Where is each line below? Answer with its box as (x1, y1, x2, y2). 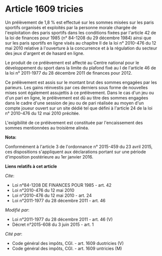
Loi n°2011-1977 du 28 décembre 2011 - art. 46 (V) (12, 216, 113, 222)
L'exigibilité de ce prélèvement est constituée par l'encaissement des (5, 120, 143, 126)
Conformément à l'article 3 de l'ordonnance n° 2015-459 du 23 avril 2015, (5, 144, 153, 149)
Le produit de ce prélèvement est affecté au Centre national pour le (5, 60, 140, 65)
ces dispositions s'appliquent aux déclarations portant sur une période (5, 149, 146, 155)
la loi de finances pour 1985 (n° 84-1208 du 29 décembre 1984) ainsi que (5, 35, 151, 41)
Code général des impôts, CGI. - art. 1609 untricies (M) (12, 245, 122, 251)
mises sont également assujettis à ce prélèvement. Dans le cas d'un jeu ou (5, 90, 154, 96)
